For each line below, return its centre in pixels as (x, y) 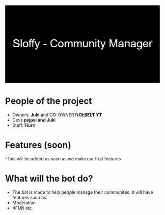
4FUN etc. (23, 208)
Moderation (24, 203)
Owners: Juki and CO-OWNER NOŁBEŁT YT (57, 115)
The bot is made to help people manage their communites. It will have (82, 192)
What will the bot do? (49, 179)
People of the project (49, 101)
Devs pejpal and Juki (34, 120)
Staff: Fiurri (24, 125)
